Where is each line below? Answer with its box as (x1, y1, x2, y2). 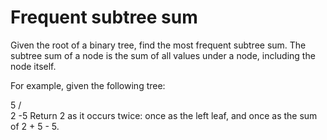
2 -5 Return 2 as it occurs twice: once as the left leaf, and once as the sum (10, 109, 318, 121)
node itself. (10, 60, 57, 72)
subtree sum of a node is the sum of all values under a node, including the (10, 49, 316, 61)
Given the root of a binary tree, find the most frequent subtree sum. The (10, 39, 307, 51)
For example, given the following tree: (10, 79, 166, 91)
